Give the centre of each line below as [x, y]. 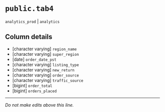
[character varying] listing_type [46, 64]
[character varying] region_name [44, 49]
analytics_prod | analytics [32, 21]
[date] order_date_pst [34, 59]
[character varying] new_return [43, 70]
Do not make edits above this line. [40, 105]
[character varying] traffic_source [48, 80]
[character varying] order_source [46, 75]
